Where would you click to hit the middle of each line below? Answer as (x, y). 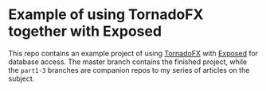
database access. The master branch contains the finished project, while (128, 62)
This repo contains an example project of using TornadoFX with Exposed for (133, 53)
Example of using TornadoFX (106, 15)
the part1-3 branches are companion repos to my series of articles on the (129, 70)
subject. (22, 78)
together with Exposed (85, 31)
